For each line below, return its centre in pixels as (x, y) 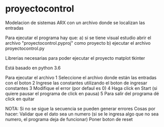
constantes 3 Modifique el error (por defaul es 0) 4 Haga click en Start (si (81, 88)
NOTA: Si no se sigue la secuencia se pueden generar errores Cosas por (80, 108)
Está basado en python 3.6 (33, 68)
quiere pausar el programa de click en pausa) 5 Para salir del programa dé (82, 93)
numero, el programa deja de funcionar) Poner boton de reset (69, 119)
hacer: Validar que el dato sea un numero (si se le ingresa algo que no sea (82, 114)
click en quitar (20, 99)
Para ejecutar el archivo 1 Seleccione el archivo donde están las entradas (81, 77)
